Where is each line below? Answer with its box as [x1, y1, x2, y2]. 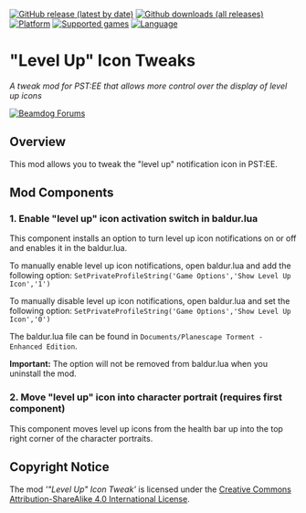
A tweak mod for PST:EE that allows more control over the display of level [9, 80, 288, 91]
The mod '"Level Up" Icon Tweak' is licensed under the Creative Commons [9, 484, 292, 495]
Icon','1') [9, 279, 51, 289]
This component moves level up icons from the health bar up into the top [9, 423, 283, 434]
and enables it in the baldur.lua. [9, 243, 128, 254]
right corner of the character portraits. [9, 433, 153, 444]
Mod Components [9, 185, 114, 201]
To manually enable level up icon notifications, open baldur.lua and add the [9, 260, 291, 271]
